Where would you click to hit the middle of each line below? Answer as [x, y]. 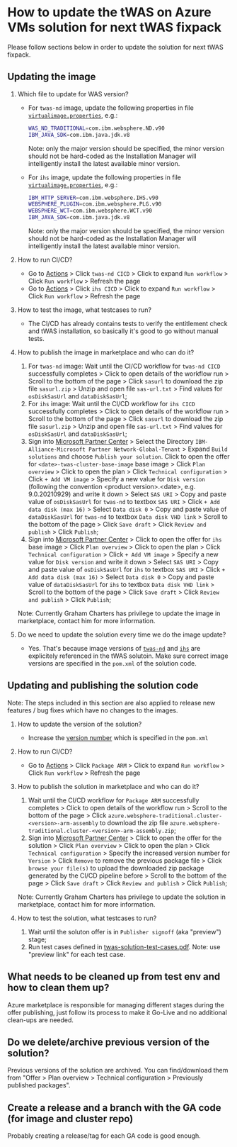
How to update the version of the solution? [80, 724]
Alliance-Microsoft [57, 449]
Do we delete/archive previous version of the [109, 1042]
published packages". [39, 1085]
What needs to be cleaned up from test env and [114, 977]
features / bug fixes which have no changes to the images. [93, 710]
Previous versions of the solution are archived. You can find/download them [118, 1070]
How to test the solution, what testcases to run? [87, 918]
